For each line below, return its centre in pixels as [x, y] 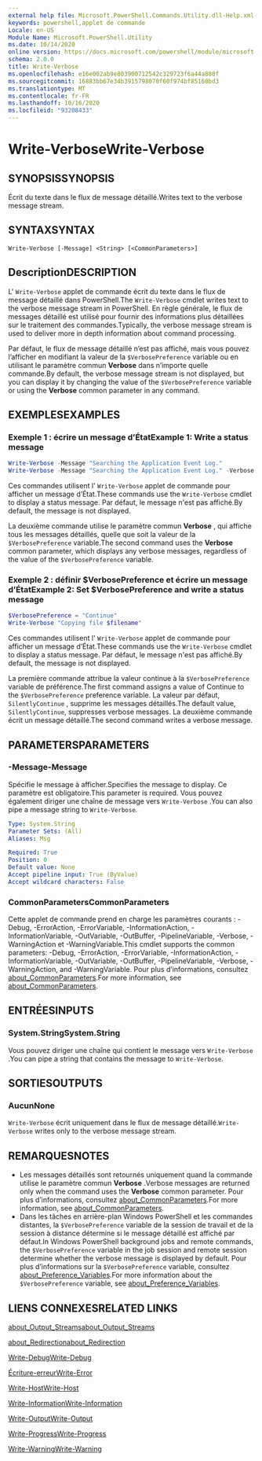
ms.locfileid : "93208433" [50, 111]
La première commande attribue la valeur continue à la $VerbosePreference [129, 679]
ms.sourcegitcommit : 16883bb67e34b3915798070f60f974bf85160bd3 [114, 81]
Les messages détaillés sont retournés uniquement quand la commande [136, 1175]
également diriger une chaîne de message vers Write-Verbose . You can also [131, 801]
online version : [35, 52]
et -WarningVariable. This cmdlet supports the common [146, 944]
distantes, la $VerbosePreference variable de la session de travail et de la [136, 1225]
